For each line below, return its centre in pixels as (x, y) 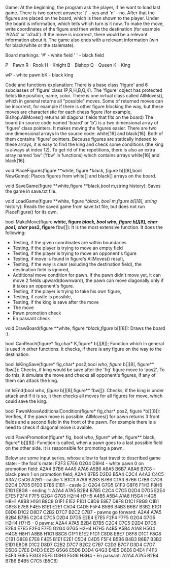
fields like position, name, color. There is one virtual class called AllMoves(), (84, 96)
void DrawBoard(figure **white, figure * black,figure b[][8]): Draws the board (85, 328)
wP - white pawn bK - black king (39, 75)
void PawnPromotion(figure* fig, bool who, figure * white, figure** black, (81, 437)
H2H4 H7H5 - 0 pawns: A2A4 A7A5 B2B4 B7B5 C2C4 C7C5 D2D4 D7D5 (81, 523)
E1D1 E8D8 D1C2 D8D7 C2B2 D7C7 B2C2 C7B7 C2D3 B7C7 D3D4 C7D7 (80, 545)
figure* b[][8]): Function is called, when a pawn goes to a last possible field (84, 443)
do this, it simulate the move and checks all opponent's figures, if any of (80, 375)
